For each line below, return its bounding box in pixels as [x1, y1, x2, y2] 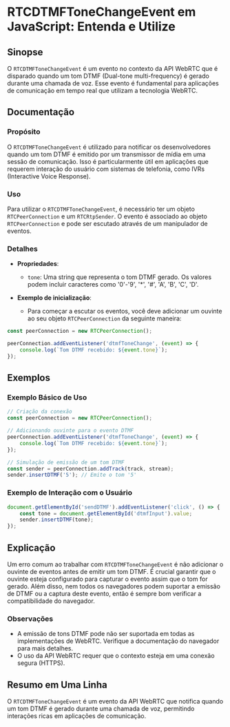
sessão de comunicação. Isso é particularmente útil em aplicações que [7, 157, 209, 165]
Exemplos [7, 372, 50, 384]
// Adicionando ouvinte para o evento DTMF [7, 427, 134, 434]
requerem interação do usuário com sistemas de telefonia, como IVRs [7, 165, 205, 173]
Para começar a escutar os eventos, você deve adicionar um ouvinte [27, 307, 222, 316]
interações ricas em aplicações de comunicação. [7, 712, 147, 720]
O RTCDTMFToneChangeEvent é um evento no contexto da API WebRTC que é [7, 65, 218, 72]
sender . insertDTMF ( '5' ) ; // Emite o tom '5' [7, 471, 137, 479]
